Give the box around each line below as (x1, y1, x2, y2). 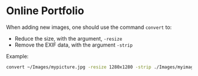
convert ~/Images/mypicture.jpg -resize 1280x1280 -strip (6, 64, 151, 70)
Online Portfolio (6, 4, 84, 18)
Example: (6, 52, 29, 60)
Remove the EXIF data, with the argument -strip (14, 41, 133, 48)
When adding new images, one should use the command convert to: (6, 24, 172, 31)
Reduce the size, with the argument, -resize (14, 35, 123, 42)
